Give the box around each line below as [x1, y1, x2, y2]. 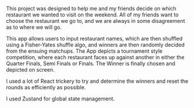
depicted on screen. [6, 66, 55, 73]
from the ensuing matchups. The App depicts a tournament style [6, 48, 163, 55]
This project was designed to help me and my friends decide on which [6, 5, 176, 12]
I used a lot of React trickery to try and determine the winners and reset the [6, 77, 189, 85]
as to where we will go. [6, 23, 62, 31]
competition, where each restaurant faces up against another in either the [6, 54, 185, 60]
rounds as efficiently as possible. [6, 84, 86, 90]
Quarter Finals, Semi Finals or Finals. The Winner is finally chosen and [6, 60, 175, 67]
